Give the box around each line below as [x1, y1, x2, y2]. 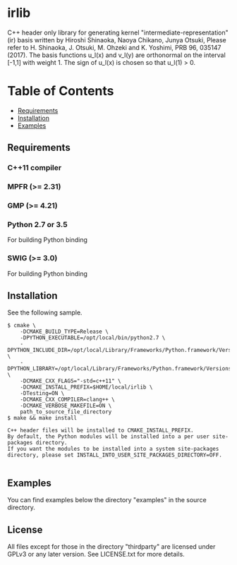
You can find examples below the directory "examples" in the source [7, 496, 207, 504]
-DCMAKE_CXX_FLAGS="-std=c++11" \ [20, 377, 121, 385]
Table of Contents [7, 83, 114, 99]
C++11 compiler [7, 163, 62, 173]
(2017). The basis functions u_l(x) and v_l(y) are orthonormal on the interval [7, 51, 226, 59]
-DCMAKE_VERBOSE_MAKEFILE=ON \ [20, 402, 112, 410]
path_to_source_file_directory [20, 408, 112, 415]
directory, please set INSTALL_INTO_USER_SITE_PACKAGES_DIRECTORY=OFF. [7, 451, 222, 459]
